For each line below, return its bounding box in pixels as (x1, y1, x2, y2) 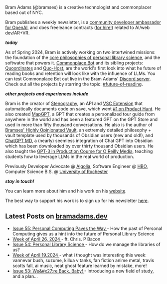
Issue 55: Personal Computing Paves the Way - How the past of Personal (12, 225, 163, 231)
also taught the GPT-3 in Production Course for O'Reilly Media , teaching (5, 148, 153, 154)
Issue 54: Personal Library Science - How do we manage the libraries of (12, 241, 161, 247)
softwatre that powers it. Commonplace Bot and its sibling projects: (5, 60, 144, 65)
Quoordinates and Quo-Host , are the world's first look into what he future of (5, 65, 162, 71)
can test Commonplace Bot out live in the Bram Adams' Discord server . (5, 76, 151, 81)
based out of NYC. (5, 9, 43, 15)
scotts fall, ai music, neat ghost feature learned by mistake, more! (12, 262, 147, 268)
